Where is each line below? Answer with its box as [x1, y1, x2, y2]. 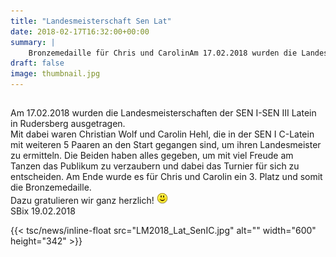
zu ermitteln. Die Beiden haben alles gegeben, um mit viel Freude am [10, 150, 294, 162]
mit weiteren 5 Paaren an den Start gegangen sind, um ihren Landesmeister [10, 139, 322, 151]
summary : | [10, 37, 56, 47]
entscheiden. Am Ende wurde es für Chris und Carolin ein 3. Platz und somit [10, 171, 323, 183]
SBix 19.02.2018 [10, 205, 76, 217]
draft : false [10, 58, 65, 69]
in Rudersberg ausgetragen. [10, 118, 126, 130]
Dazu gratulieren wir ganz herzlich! [10, 195, 155, 207]
